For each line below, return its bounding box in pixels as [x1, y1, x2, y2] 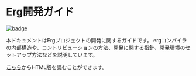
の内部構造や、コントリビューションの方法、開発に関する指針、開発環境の [6, 44, 185, 51]
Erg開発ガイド [6, 5, 74, 19]
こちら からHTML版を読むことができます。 [6, 63, 108, 70]
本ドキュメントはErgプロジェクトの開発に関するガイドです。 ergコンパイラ [6, 37, 187, 44]
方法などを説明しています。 [31, 51, 98, 58]
